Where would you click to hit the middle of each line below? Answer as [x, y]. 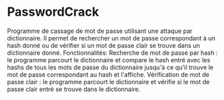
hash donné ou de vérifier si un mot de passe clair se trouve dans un [103, 45]
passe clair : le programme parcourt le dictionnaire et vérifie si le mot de [109, 82]
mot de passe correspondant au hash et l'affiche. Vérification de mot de [108, 74]
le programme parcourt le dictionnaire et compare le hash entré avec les [109, 60]
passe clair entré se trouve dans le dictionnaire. [74, 89]
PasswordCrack [53, 12]
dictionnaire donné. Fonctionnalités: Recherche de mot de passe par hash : [113, 53]
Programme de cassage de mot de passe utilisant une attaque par [100, 31]
